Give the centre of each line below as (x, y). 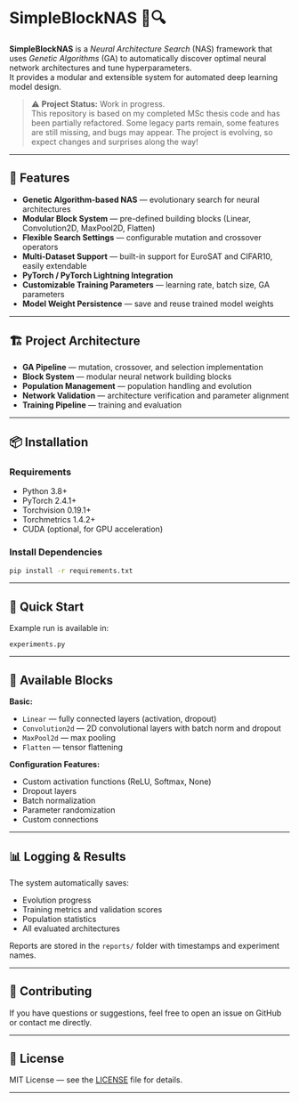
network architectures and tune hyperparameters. (101, 68)
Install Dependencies (56, 552)
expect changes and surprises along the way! (114, 142)
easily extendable (54, 265)
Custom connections (60, 820)
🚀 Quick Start (47, 607)
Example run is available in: (59, 628)
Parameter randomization (69, 810)
